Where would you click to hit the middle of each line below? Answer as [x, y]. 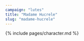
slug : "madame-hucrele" [30, 19]
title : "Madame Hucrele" [31, 14]
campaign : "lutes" [25, 10]
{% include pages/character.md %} [42, 33]
